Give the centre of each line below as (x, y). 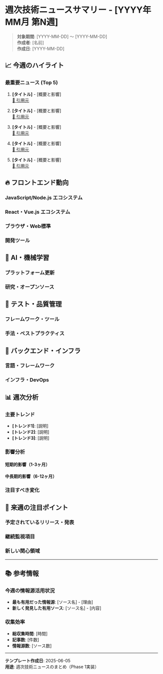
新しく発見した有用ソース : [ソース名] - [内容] (57, 608)
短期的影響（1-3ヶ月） (27, 464)
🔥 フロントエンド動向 (37, 183)
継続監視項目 (20, 536)
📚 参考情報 (22, 574)
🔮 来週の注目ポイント (37, 508)
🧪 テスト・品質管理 (33, 304)
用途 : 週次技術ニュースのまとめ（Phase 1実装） (52, 667)
